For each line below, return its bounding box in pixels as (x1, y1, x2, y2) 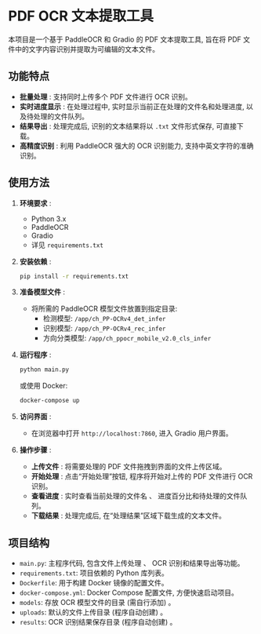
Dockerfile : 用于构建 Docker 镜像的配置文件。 (19, 578, 169, 587)
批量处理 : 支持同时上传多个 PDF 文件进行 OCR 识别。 (19, 92, 192, 101)
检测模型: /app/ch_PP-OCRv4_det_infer (42, 314, 166, 323)
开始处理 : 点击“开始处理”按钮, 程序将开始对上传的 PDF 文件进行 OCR (31, 472, 253, 481)
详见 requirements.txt (31, 240, 104, 250)
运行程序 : (19, 350, 52, 359)
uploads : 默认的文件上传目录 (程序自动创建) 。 (19, 607, 167, 617)
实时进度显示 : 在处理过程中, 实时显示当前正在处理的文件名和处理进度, (19, 101, 245, 111)
